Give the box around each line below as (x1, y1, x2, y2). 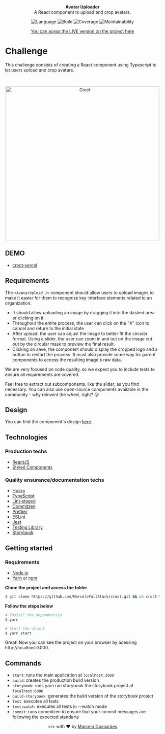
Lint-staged (12, 498, 36, 504)
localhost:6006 (12, 689, 44, 694)
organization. (5, 300, 32, 306)
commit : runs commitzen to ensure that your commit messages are (12, 709, 146, 715)
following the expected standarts (12, 714, 79, 720)
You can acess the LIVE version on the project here (30, 29, 135, 34)
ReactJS (12, 459, 29, 465)
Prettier (12, 509, 27, 515)
